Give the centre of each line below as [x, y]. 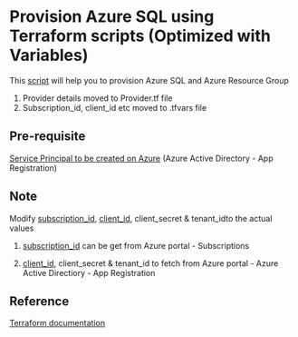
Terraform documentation [58, 323]
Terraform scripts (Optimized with [140, 36]
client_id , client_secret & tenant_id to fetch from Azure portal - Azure [150, 263]
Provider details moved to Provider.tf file [97, 98]
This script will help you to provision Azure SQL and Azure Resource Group [149, 80]
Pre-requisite [48, 137]
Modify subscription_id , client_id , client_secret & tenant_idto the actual [141, 218]
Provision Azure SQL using [112, 17]
